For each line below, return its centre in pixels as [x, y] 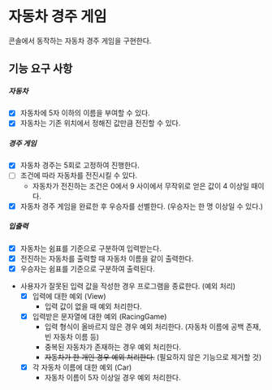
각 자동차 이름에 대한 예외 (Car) [82, 367]
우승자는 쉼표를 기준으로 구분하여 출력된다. [88, 268]
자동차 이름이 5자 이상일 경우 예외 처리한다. [112, 377]
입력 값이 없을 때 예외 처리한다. [93, 306]
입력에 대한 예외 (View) [69, 296]
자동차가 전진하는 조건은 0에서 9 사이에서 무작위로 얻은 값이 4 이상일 [141, 186]
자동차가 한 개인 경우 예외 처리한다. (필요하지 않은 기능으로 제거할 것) [153, 357]
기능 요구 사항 [41, 69]
